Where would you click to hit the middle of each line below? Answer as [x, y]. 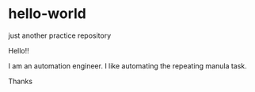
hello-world [48, 14]
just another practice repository [60, 35]
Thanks [21, 81]
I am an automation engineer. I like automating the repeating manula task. [127, 66]
